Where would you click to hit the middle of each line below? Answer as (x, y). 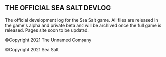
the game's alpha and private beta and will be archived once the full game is (83, 25)
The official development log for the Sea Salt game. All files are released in (82, 20)
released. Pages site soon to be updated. (47, 30)
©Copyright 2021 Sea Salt (32, 49)
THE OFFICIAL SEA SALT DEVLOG (58, 8)
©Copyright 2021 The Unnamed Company (48, 40)
